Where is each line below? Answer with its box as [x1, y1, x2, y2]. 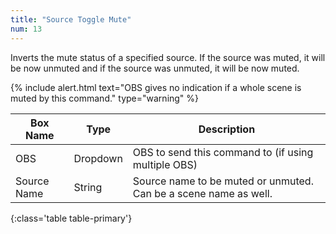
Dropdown [73, 151, 123, 165]
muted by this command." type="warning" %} [10, 92, 200, 104]
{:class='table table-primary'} [10, 212, 133, 224]
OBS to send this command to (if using [132, 145, 314, 159]
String [73, 180, 103, 194]
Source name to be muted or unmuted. [132, 174, 314, 188]
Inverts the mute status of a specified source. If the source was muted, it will [10, 51, 326, 63]
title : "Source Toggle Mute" [10, 14, 132, 25]
